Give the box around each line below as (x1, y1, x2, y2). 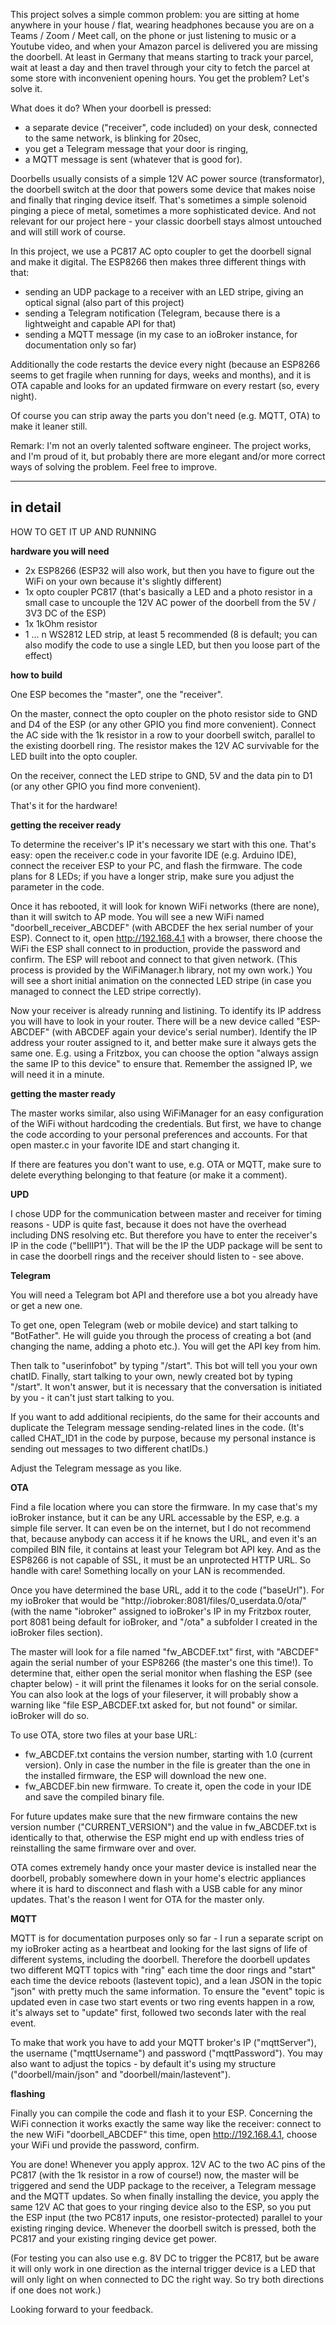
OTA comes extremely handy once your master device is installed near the (10, 1861, 317, 1873)
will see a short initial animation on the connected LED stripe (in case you (10, 974, 312, 986)
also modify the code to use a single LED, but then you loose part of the (24, 639, 321, 651)
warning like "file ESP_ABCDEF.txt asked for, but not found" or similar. (10, 1699, 298, 1711)
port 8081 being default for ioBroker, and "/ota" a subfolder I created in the (10, 1615, 318, 1628)
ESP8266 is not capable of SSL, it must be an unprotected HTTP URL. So (10, 1554, 312, 1566)
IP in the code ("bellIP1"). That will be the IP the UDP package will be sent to (10, 1239, 323, 1251)
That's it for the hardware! (10, 799, 118, 811)
